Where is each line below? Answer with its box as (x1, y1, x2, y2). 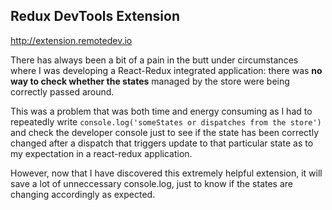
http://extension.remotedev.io (10, 34, 133, 46)
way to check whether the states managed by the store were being (10, 75, 290, 87)
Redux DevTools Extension (10, 8, 180, 25)
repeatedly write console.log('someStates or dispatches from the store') (10, 115, 322, 128)
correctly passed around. (10, 85, 115, 98)
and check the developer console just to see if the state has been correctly (10, 126, 320, 138)
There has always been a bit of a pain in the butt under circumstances (10, 54, 299, 66)
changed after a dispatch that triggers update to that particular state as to (10, 137, 314, 149)
